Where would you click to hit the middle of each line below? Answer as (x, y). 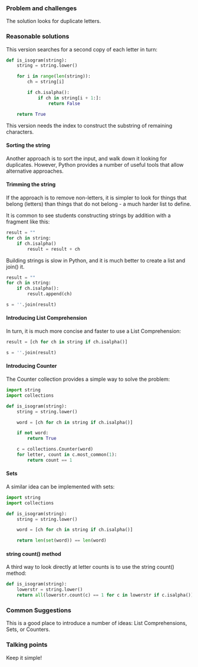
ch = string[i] (46, 82)
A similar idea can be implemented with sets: (60, 487)
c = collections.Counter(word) (55, 449)
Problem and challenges (42, 8)
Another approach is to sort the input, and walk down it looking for (87, 158)
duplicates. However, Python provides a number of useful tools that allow (95, 164)
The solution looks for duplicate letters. (54, 21)
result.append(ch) (50, 294)
